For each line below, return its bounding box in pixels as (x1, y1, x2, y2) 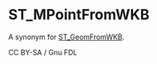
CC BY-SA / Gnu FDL (8, 47, 78, 57)
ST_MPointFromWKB (8, 6, 150, 24)
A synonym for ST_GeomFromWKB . (8, 32, 125, 42)
